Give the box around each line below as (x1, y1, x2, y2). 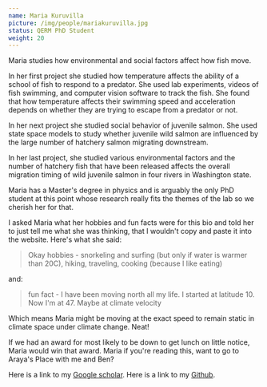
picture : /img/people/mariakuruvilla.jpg (8, 19, 149, 27)
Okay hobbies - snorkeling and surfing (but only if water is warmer (27, 251, 248, 260)
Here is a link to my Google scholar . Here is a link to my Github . (8, 370, 216, 380)
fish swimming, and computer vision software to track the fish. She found (8, 89, 250, 98)
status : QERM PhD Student (8, 26, 94, 34)
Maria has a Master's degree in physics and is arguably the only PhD (8, 185, 234, 195)
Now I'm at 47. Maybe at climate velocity (27, 298, 161, 308)
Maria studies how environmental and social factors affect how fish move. (8, 56, 252, 65)
